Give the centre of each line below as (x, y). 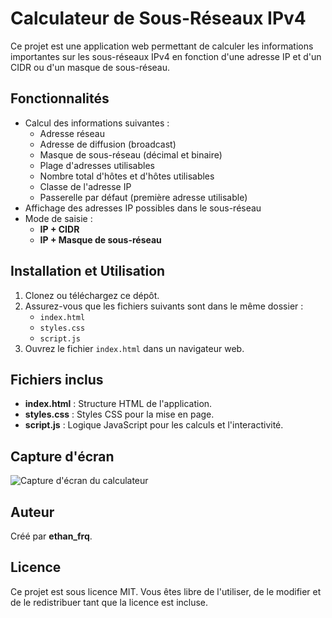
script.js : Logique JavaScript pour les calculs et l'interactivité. (154, 425)
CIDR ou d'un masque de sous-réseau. (90, 67)
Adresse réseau (72, 133)
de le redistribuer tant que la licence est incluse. (109, 602)
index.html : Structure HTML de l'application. (118, 404)
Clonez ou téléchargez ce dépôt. (92, 295)
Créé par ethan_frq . (51, 536)
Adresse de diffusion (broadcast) (108, 144)
